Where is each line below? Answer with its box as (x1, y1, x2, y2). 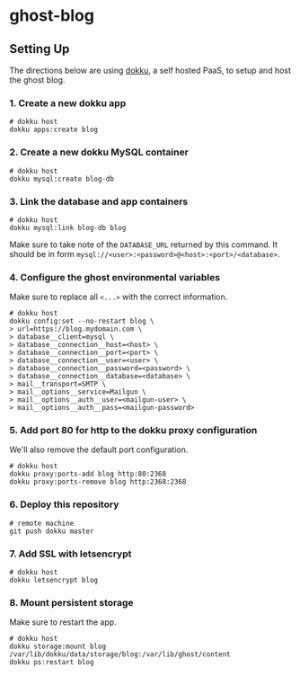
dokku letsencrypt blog (9, 576, 99, 585)
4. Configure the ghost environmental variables (9, 271, 221, 283)
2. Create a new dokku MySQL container (9, 146, 189, 158)
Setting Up (9, 41, 70, 57)
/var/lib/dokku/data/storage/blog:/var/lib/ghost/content (9, 650, 231, 659)
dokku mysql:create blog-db (9, 174, 115, 183)
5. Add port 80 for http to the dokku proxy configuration (9, 424, 258, 437)
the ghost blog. (9, 75, 66, 85)
